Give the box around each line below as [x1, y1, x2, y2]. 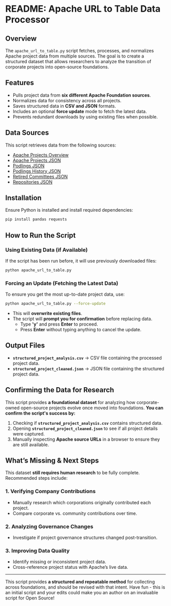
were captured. [12, 430, 45, 437]
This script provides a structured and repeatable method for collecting [5, 579, 155, 585]
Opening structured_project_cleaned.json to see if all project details [12, 425, 158, 431]
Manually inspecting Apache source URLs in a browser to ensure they [12, 436, 160, 442]
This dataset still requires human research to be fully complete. [5, 470, 140, 476]
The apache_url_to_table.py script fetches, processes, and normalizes [5, 48, 154, 53]
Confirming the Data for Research [5, 386, 115, 394]
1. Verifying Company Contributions [5, 488, 96, 495]
